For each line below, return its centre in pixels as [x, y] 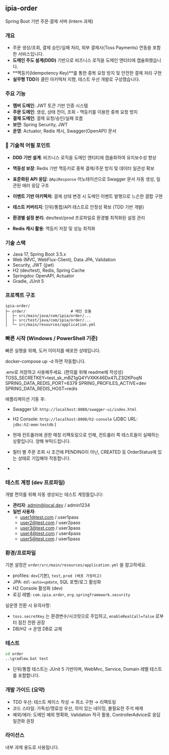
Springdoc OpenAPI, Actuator [43, 276]
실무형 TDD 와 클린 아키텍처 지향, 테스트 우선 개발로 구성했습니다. [76, 79]
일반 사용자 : [24, 511]
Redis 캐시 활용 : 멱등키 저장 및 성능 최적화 [54, 228]
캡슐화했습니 [149, 60]
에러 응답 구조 [36, 185]
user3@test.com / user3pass [50, 528]
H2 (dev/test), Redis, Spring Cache [48, 270]
